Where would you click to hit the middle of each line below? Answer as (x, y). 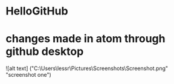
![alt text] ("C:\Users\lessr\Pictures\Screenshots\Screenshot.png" (87, 68)
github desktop (45, 52)
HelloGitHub (37, 11)
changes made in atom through (85, 39)
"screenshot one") (29, 75)
